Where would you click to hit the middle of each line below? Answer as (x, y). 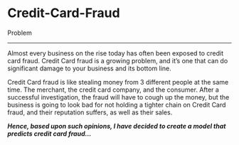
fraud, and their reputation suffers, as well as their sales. (90, 112)
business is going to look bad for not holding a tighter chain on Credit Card (117, 104)
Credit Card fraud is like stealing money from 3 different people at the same (118, 82)
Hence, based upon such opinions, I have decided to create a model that (117, 126)
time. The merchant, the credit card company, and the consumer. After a (113, 90)
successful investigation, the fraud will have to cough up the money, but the (118, 97)
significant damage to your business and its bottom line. (90, 68)
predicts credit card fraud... (49, 134)
